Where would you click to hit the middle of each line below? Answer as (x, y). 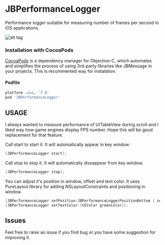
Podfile (13, 82)
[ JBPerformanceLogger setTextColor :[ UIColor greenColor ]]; (67, 205)
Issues (15, 220)
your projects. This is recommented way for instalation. (61, 71)
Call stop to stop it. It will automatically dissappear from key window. (74, 163)
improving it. (18, 238)
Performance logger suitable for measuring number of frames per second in (82, 23)
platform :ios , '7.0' (27, 93)
